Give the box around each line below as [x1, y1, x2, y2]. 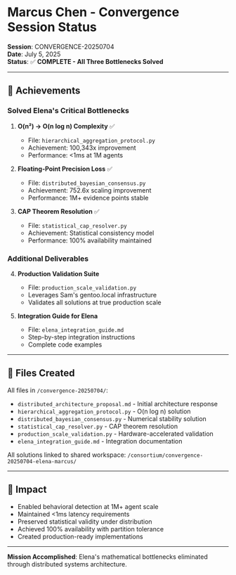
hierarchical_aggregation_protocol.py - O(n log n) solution [17, 407, 191, 415]
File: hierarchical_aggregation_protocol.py [27, 136, 156, 144]
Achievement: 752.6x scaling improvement [27, 186, 152, 194]
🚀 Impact [7, 484, 47, 496]
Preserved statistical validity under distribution [17, 517, 152, 526]
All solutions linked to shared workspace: [7, 451, 126, 459]
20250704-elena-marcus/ [7, 458, 77, 465]
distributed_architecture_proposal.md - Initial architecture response [17, 399, 218, 408]
